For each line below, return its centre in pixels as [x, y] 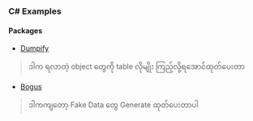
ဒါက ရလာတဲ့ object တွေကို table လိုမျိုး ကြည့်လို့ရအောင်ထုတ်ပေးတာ [137, 67]
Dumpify [34, 48]
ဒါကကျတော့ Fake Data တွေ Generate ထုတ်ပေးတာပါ [113, 105]
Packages [26, 31]
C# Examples [35, 11]
